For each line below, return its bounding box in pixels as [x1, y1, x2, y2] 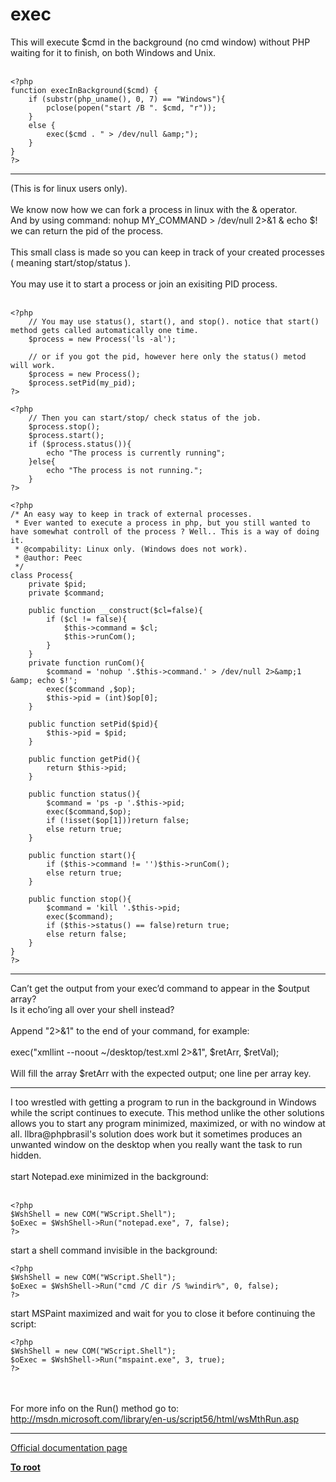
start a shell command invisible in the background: [10, 1244, 218, 1256]
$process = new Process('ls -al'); [28, 334, 177, 344]
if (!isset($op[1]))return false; [46, 815, 190, 825]
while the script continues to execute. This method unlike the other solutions [10, 1106, 325, 1118]
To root [10, 1461, 41, 1473]
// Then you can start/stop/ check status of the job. [28, 413, 262, 423]
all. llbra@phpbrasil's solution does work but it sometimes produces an [10, 1128, 303, 1140]
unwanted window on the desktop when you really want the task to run [10, 1138, 303, 1150]
